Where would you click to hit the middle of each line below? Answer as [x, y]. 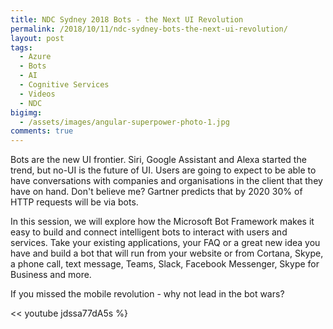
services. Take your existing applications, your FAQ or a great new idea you [165, 243]
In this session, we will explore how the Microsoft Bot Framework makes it [162, 222]
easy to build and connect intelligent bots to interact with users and [149, 232]
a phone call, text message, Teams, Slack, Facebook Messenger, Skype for [165, 264]
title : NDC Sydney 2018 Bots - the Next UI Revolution [127, 19]
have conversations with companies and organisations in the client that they [166, 181]
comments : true [42, 131]
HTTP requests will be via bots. [74, 202]
